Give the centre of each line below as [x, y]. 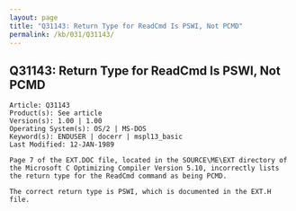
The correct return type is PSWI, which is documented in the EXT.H [140, 192]
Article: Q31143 [40, 105]
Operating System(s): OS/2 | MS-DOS [78, 129]
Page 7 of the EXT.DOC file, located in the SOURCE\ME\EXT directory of [148, 161]
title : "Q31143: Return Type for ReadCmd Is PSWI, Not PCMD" [126, 26]
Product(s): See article [56, 113]
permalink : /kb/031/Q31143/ [62, 34]
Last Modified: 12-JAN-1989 [62, 145]
